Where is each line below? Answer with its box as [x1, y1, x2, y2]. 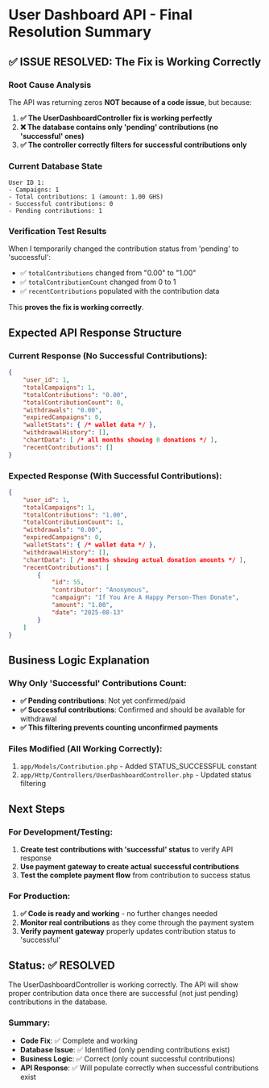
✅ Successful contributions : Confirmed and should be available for [19, 705, 246, 715]
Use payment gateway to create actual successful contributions [19, 862, 240, 872]
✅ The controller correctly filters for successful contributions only [19, 140, 247, 149]
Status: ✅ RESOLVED [8, 958, 115, 972]
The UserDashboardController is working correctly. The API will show [8, 980, 239, 990]
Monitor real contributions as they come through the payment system [19, 918, 255, 927]
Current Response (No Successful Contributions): [8, 349, 208, 361]
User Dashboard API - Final [8, 6, 193, 24]
